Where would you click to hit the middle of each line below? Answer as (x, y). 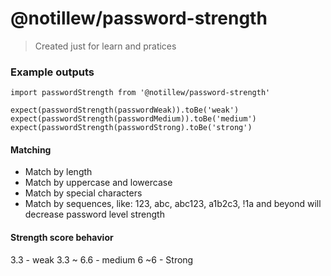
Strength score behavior (62, 238)
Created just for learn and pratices (105, 46)
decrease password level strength (94, 214)
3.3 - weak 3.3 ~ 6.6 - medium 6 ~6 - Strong (102, 259)
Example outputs (52, 72)
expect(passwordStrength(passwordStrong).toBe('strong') (131, 128)
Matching (31, 149)
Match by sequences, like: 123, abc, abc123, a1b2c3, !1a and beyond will (173, 204)
